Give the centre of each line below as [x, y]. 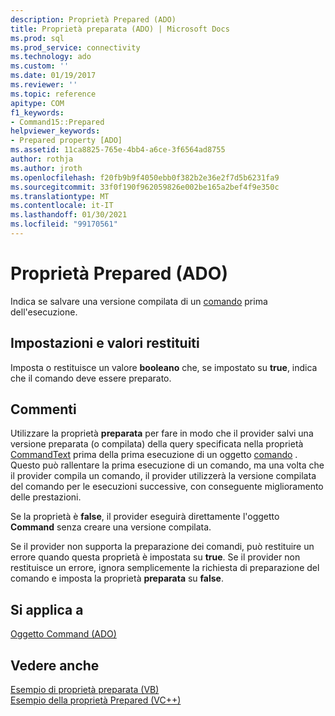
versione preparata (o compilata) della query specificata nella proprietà [157, 444]
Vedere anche [55, 665]
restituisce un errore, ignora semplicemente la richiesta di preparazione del [165, 568]
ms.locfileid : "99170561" [64, 224]
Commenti [43, 409]
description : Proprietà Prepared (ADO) [93, 19]
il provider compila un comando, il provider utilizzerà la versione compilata [163, 476]
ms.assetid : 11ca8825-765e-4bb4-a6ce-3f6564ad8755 [118, 150]
